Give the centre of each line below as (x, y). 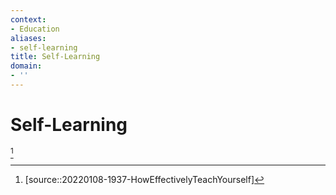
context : (28, 19)
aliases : (28, 38)
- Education (35, 29)
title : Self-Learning (55, 57)
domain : (26, 66)
